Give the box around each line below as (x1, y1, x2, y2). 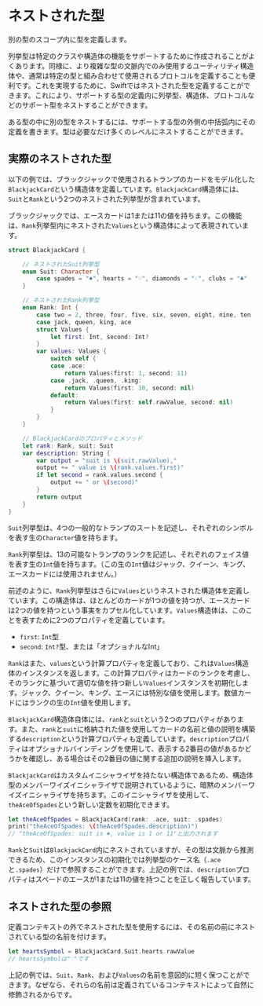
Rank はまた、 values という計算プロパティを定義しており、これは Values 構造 (8, 658, 250, 668)
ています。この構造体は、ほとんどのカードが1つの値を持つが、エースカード (8, 595, 250, 605)
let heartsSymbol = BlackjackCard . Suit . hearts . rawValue (8, 947, 195, 955)
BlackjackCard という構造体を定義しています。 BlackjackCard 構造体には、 (8, 184, 243, 193)
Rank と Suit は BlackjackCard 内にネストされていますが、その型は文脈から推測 (8, 845, 254, 854)
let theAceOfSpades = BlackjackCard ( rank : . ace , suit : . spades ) (8, 815, 223, 823)
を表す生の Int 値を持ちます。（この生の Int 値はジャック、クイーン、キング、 (8, 559, 250, 569)
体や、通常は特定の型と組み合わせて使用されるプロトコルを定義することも (8, 71, 249, 80)
